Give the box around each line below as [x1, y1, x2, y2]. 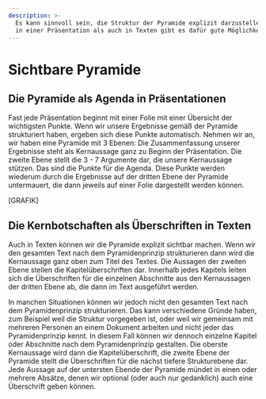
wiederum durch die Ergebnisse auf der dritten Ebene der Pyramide [8, 172, 229, 182]
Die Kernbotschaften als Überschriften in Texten [8, 219, 252, 232]
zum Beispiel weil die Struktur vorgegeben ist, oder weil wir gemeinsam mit [8, 314, 253, 324]
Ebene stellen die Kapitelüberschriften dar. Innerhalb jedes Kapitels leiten [8, 265, 247, 274]
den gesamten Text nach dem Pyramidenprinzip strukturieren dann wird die [8, 248, 255, 258]
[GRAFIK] [8, 196, 39, 205]
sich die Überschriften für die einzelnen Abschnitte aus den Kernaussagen [8, 274, 251, 283]
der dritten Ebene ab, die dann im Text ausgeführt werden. [8, 282, 199, 292]
